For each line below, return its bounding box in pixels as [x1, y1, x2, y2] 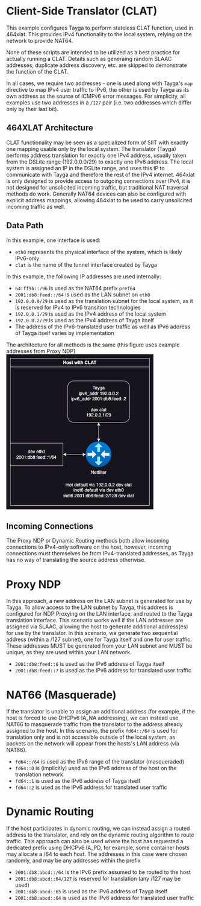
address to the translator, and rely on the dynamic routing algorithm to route [6, 831, 194, 838]
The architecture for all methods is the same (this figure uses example [6, 341, 180, 348]
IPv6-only [14, 255, 40, 262]
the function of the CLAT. [6, 68, 69, 75]
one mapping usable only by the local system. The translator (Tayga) [6, 145, 176, 152]
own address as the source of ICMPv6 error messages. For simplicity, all [6, 92, 186, 100]
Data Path [6, 220, 44, 231]
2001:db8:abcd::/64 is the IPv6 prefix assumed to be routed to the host [14, 869, 191, 876]
